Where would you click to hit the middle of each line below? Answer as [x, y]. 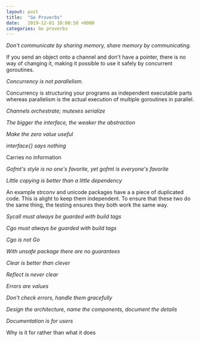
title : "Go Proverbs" [34, 17]
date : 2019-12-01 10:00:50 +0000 [50, 23]
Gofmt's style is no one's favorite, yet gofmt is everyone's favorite [87, 169]
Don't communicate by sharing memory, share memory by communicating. [99, 46]
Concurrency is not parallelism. [45, 81]
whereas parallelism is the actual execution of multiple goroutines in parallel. [100, 99]
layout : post [22, 12]
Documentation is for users [40, 321]
